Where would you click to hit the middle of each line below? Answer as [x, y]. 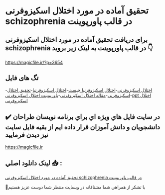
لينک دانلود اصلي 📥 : [34, 163]
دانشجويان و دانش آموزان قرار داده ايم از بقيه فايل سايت [83, 127]
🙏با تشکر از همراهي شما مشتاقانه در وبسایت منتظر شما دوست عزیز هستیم [75, 187]
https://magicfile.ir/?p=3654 [34, 62]
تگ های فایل [22, 78]
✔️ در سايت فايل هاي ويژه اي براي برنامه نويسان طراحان [83, 117]
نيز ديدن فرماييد [27, 135]
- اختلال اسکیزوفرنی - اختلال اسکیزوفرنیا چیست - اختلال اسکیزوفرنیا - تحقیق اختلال [79, 90]
